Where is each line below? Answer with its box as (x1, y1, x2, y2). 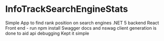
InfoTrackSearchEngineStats (5, 3, 128, 15)
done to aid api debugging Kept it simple (5, 30, 89, 36)
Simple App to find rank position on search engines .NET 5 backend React (5, 20, 159, 26)
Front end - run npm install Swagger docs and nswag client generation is (5, 25, 157, 31)
